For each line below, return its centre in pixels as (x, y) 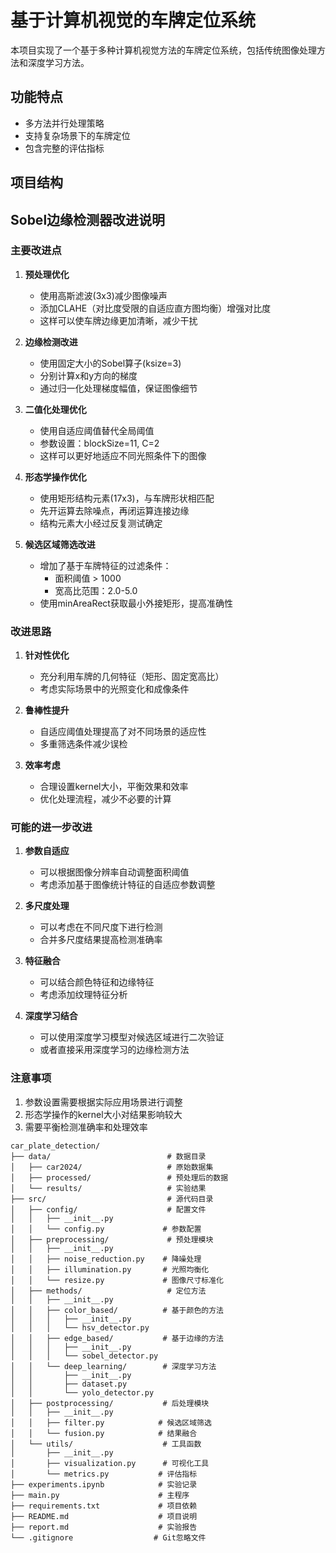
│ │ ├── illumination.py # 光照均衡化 (110, 1269)
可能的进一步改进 (51, 828)
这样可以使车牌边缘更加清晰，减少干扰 (118, 320)
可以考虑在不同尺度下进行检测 (101, 927)
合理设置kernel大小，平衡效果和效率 (114, 787)
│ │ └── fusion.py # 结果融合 (104, 1433)
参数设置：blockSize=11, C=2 (99, 443)
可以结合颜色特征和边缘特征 (97, 982)
